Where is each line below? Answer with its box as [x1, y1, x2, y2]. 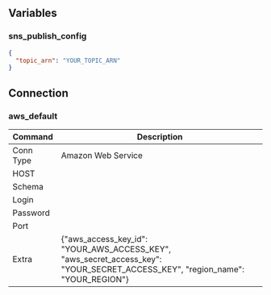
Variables [8, 6, 58, 20]
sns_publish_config [8, 31, 87, 42]
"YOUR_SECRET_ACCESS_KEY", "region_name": [60, 264, 244, 275]
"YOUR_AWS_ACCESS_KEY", [60, 243, 172, 255]
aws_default [8, 110, 58, 122]
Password [12, 207, 51, 218]
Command [12, 131, 54, 142]
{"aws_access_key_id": [60, 234, 148, 244]
